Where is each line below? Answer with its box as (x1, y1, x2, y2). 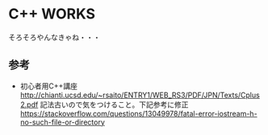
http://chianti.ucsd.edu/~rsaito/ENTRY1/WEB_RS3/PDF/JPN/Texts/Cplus (19, 90, 260, 100)
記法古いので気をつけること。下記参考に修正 (40, 100, 189, 109)
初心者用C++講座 (19, 81, 78, 91)
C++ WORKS (8, 5, 95, 23)
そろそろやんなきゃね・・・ (8, 32, 101, 42)
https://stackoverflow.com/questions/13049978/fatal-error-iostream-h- (19, 108, 258, 118)
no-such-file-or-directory (19, 117, 105, 127)
